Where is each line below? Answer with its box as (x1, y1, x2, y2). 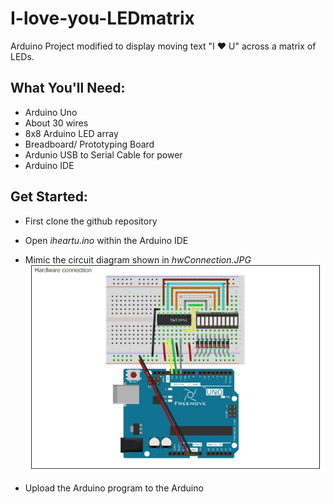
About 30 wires (24, 117, 89, 129)
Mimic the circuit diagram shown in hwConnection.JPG (24, 253, 252, 266)
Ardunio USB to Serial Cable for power (24, 148, 183, 161)
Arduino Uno (24, 106, 78, 118)
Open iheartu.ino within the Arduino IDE (24, 234, 189, 246)
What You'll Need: (10, 80, 126, 97)
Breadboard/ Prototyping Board (24, 138, 155, 150)
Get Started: (10, 188, 88, 206)
